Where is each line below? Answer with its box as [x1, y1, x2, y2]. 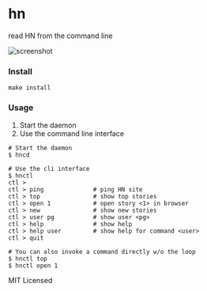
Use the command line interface [19, 128, 125, 138]
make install [8, 84, 51, 92]
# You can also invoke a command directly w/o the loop [8, 248, 196, 255]
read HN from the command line [8, 31, 113, 40]
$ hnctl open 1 [8, 262, 58, 270]
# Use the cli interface [8, 164, 90, 172]
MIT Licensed [8, 275, 53, 285]
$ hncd [8, 151, 30, 159]
